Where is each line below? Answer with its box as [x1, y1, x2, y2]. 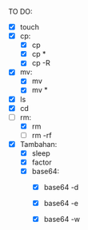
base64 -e [43, 199, 78, 208]
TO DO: [8, 7, 34, 16]
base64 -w [43, 215, 81, 224]
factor [31, 157, 52, 167]
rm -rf [31, 130, 52, 140]
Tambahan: [19, 139, 58, 149]
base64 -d [43, 183, 79, 192]
